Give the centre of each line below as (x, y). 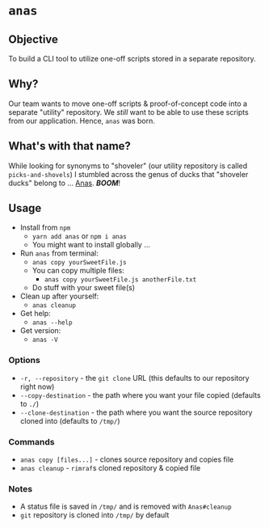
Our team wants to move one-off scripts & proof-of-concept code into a (128, 103)
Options (24, 361)
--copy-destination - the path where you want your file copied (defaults (140, 395)
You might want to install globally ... (91, 245)
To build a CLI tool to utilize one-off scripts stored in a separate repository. (132, 59)
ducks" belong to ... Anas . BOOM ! (65, 183)
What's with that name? (70, 146)
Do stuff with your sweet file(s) (84, 288)
